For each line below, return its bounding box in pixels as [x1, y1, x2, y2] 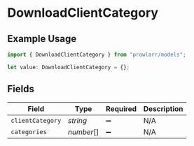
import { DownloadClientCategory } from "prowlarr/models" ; [7, 51, 187, 58]
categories [11, 128, 47, 136]
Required [106, 103, 137, 113]
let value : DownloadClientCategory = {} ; [7, 64, 130, 71]
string [67, 115, 88, 125]
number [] [67, 127, 99, 137]
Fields [7, 83, 35, 95]
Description [143, 103, 183, 113]
